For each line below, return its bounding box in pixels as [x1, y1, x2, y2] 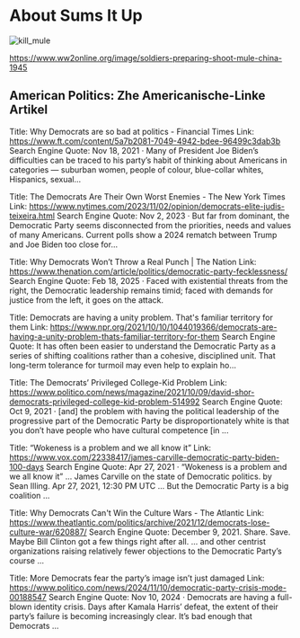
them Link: [9, 321, 49, 332]
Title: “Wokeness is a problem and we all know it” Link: [9, 442, 212, 453]
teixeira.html [9, 210, 56, 221]
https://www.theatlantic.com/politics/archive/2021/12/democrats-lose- [9, 517, 270, 527]
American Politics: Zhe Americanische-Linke [9, 88, 266, 103]
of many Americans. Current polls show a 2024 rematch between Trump [9, 229, 278, 240]
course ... [9, 554, 45, 566]
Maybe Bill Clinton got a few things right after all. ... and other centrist [9, 536, 267, 546]
